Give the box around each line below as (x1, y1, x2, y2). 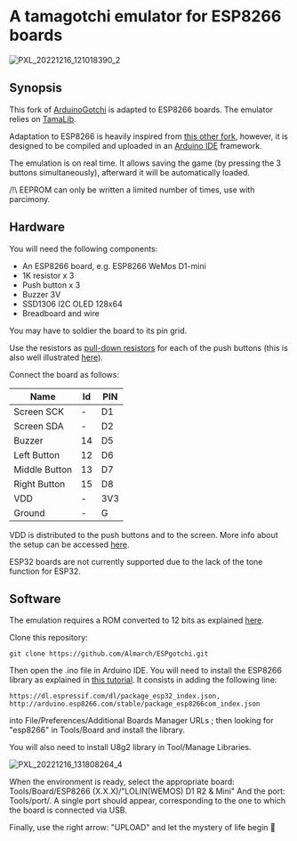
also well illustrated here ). (9, 352, 104, 363)
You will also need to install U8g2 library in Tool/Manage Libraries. (9, 742, 252, 753)
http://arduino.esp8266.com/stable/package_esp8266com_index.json (9, 699, 261, 709)
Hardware (9, 220, 65, 235)
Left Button (13, 448, 60, 461)
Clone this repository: (9, 633, 89, 643)
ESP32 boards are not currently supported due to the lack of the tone (9, 556, 263, 567)
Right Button (13, 478, 66, 490)
